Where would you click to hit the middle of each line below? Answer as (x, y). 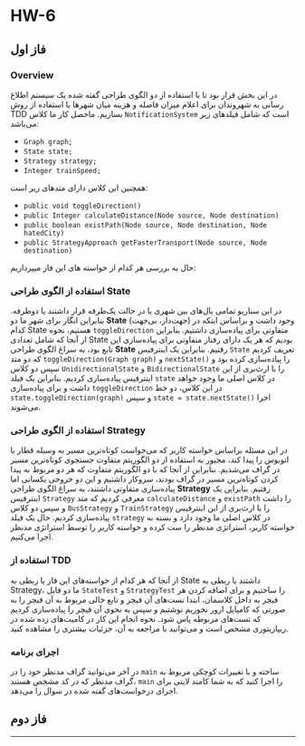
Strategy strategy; (60, 161)
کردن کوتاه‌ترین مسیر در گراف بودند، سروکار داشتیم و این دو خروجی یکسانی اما (144, 479)
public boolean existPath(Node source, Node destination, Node (145, 225)
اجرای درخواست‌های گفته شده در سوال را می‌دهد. (95, 691)
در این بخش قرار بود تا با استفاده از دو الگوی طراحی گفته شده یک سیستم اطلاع (144, 94)
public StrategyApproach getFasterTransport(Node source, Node (145, 242)
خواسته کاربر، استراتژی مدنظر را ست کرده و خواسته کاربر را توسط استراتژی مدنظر (152, 528)
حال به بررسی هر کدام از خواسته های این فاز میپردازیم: (103, 267)
